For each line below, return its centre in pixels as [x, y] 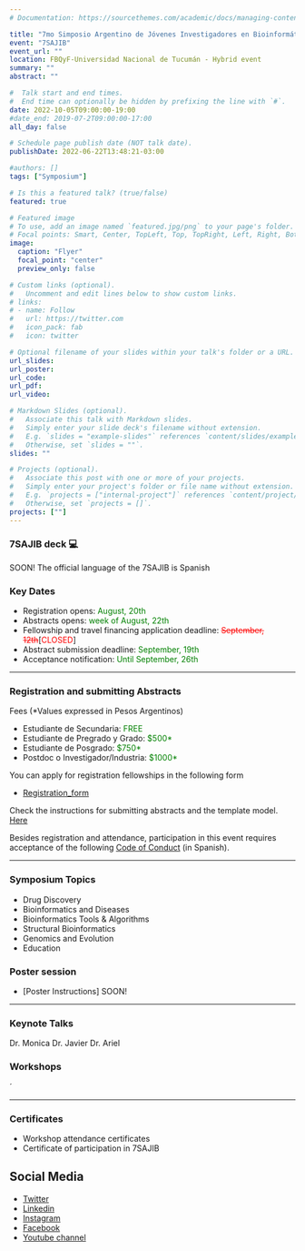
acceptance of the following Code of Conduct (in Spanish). [119, 848]
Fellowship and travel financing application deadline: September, [143, 631]
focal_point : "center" [60, 260]
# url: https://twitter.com [67, 319]
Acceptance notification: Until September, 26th [110, 660]
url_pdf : [26, 386]
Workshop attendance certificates [86, 1138]
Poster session [43, 972]
